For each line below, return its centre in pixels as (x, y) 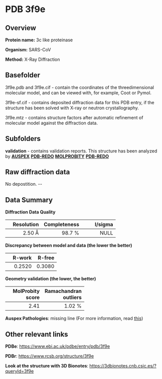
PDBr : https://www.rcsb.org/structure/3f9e (50, 356)
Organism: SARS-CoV (28, 50)
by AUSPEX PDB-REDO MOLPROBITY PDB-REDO (57, 156)
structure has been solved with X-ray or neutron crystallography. (72, 108)
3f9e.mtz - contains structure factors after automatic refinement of (74, 117)
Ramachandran (63, 291)
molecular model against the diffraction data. (51, 123)
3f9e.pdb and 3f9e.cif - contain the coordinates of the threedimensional (80, 87)
